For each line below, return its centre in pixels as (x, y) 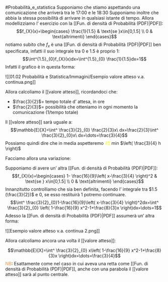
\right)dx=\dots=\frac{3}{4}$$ (90, 256)
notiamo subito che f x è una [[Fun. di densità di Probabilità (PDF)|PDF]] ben (83, 45)
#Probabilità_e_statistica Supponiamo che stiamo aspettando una (73, 7)
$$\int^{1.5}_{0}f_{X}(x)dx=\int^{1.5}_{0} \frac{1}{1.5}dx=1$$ (85, 59)
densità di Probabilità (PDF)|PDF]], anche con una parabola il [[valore (77, 269)
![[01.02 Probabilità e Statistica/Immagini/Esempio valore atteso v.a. (75, 76)
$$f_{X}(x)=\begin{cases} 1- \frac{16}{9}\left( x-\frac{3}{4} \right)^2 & (85, 176)
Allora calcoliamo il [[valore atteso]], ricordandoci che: (61, 92)
